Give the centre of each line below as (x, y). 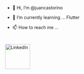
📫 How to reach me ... (35, 27)
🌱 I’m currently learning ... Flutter (46, 17)
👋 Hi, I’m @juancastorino (38, 8)
